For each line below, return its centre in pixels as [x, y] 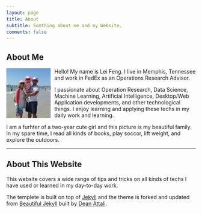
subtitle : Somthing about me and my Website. [64, 25]
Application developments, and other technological [118, 103]
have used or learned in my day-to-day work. [62, 185]
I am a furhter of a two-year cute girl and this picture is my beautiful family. [99, 127]
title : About [23, 19]
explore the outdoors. [33, 140]
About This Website [44, 164]
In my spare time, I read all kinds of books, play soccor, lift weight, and [93, 133]
